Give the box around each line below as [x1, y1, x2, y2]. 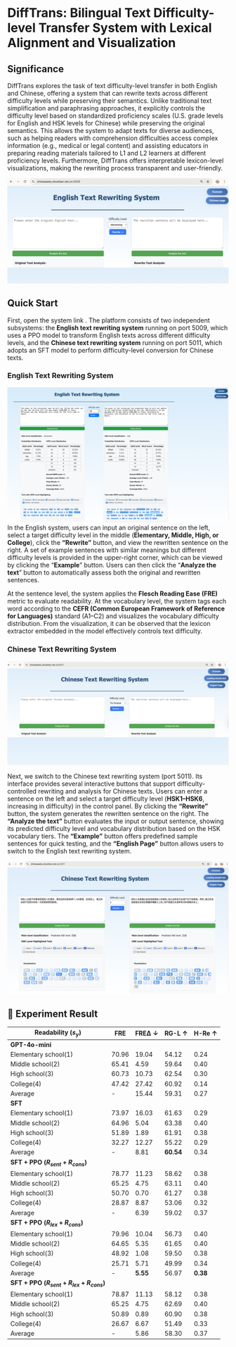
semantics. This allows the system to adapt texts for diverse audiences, [7, 127, 214, 134]
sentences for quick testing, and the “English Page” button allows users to [7, 839, 224, 848]
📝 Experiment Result [7, 1008, 98, 1020]
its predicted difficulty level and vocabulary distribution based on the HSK [7, 824, 221, 832]
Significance [7, 63, 65, 75]
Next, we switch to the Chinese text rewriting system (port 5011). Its [7, 772, 203, 780]
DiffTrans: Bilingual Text [7, 5, 151, 21]
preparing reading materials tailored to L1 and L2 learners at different [7, 149, 206, 157]
